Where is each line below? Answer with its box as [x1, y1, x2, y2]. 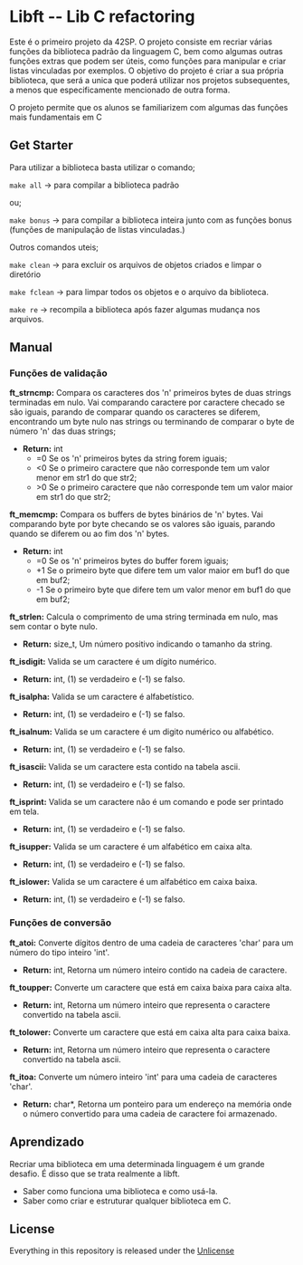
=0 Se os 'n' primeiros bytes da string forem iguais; [35, 453, 228, 464]
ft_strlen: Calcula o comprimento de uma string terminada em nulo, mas [9, 611, 279, 622]
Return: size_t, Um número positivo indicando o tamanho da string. [22, 638, 273, 649]
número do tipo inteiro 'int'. [9, 946, 110, 957]
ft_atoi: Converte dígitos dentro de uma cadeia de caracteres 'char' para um [9, 937, 294, 948]
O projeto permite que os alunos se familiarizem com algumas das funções [9, 101, 289, 112]
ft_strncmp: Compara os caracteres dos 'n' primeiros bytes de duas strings [9, 388, 292, 398]
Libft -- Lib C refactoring [9, 6, 195, 27]
